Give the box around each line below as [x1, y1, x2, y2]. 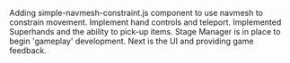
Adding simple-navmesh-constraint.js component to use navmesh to [9, 8, 263, 18]
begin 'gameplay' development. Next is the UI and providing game [9, 35, 254, 46]
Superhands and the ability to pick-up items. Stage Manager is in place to [9, 27, 281, 36]
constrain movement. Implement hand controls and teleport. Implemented [9, 17, 282, 28]
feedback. [9, 45, 47, 56]
